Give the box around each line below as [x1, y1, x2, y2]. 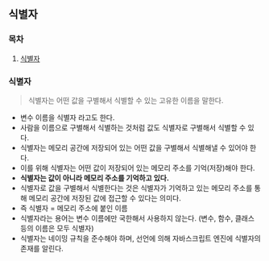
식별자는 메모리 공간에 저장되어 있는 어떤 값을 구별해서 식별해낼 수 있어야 [19, 143, 248, 152]
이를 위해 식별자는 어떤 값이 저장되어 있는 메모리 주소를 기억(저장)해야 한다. [19, 163, 255, 172]
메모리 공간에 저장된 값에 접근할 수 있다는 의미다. [28, 193, 181, 203]
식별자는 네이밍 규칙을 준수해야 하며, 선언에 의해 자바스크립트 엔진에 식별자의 [19, 233, 262, 243]
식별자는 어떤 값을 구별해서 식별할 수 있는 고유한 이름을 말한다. [27, 95, 224, 105]
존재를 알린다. [19, 243, 64, 253]
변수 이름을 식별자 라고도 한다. [19, 112, 115, 122]
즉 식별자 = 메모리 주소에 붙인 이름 [19, 203, 129, 213]
